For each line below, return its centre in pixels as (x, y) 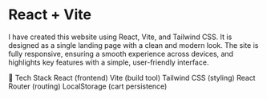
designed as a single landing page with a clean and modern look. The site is (133, 45)
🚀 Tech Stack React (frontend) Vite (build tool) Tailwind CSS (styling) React (132, 77)
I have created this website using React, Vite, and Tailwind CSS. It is (120, 37)
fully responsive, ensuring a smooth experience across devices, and (121, 53)
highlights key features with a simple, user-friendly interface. (109, 62)
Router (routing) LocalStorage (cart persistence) (88, 86)
